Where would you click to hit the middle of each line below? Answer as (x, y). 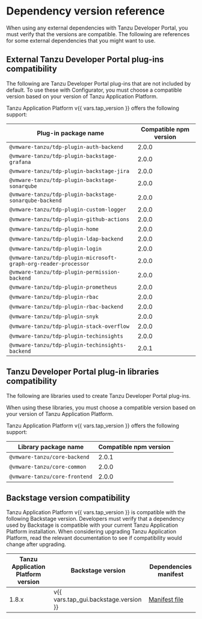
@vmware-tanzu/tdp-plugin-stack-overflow (69, 326)
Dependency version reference (86, 11)
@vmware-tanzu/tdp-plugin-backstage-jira (69, 171)
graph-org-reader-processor (49, 264)
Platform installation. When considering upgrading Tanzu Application (91, 532)
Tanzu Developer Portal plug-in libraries (83, 372)
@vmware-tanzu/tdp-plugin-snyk (54, 316)
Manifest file (166, 600)
